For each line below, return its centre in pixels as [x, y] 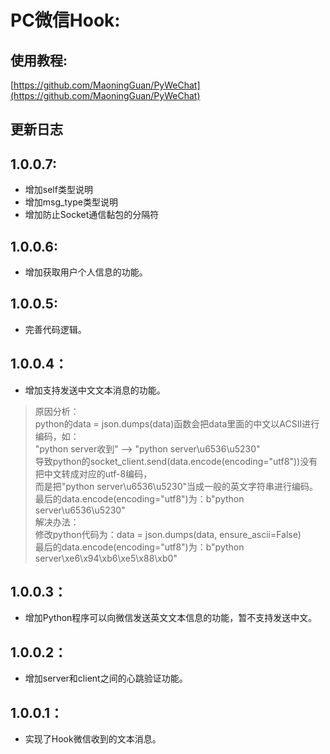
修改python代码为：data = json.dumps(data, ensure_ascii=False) [168, 534]
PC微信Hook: [65, 20]
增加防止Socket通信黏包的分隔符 [92, 215]
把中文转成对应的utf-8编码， [93, 473]
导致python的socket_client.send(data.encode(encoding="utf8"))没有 [176, 461]
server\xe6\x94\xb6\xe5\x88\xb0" [106, 558]
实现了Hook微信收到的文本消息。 [93, 739]
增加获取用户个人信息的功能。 [86, 272]
